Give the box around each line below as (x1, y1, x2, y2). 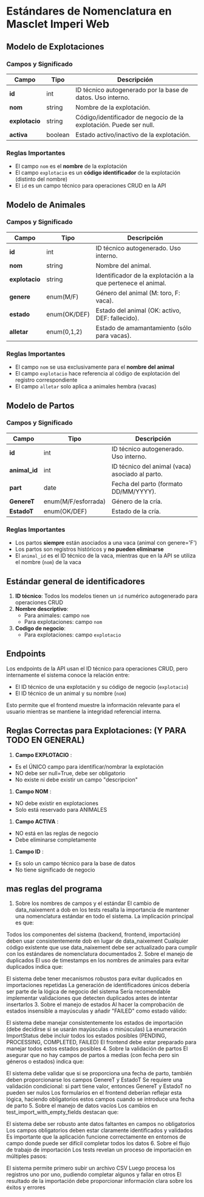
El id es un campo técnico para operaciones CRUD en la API (15, 182, 166, 189)
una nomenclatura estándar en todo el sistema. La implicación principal (15, 913, 194, 920)
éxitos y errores (6, 1184, 46, 1191)
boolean (46, 130, 70, 139)
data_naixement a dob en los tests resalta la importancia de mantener (15, 906, 189, 913)
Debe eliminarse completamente (15, 836, 97, 843)
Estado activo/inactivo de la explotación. (75, 130, 191, 139)
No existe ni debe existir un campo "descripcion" (15, 776, 138, 783)
